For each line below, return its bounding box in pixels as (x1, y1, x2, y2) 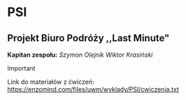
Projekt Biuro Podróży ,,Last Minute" (7, 32, 170, 44)
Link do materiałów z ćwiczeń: (7, 78, 94, 86)
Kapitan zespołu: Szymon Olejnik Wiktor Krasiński (7, 50, 153, 59)
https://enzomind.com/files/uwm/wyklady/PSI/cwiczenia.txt (7, 85, 180, 93)
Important (7, 64, 36, 72)
